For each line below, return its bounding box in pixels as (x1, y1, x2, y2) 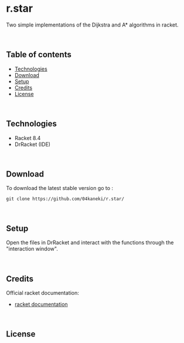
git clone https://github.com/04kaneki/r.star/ (6, 196, 125, 202)
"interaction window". (6, 245, 59, 252)
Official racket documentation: (6, 289, 79, 296)
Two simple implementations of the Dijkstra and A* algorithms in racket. (6, 21, 179, 28)
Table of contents (6, 49, 71, 60)
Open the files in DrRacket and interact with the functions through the (6, 239, 174, 246)
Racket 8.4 (14, 134, 41, 141)
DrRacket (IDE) (14, 141, 51, 148)
